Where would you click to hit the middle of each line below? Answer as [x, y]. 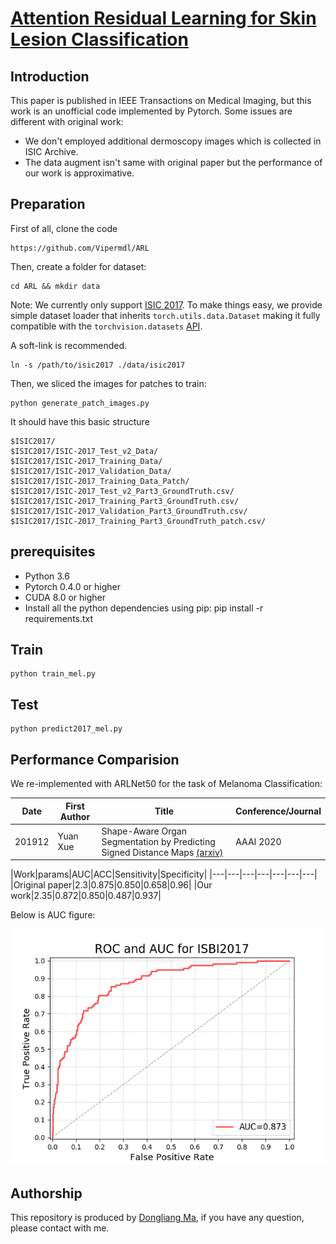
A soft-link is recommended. [69, 345]
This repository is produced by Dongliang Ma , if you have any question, [157, 1218]
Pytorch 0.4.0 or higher [72, 586]
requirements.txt [59, 618]
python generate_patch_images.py [80, 403]
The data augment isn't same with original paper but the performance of [173, 162]
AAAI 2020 [258, 841]
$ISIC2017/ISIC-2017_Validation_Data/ [91, 471]
